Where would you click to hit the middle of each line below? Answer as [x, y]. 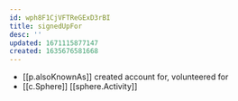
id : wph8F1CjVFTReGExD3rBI [60, 18]
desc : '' [26, 34]
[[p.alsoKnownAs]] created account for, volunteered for [125, 77]
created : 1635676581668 [54, 51]
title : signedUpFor [46, 26]
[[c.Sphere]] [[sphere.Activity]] [80, 87]
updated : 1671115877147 [54, 43]
